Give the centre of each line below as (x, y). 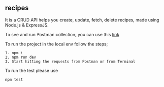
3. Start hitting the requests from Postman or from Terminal (70, 61)
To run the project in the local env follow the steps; (57, 44)
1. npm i (14, 53)
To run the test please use (32, 70)
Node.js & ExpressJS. (27, 25)
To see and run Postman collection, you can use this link (62, 34)
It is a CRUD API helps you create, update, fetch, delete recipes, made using (82, 20)
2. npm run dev (21, 57)
